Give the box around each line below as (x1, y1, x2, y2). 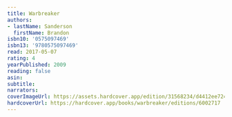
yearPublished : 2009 (7, 61, 67, 68)
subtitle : (7, 81, 36, 87)
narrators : (7, 87, 39, 94)
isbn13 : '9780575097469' (7, 42, 79, 49)
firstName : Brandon (13, 29, 70, 36)
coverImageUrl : (7, 94, 51, 100)
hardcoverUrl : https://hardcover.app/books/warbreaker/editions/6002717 (7, 100, 221, 107)
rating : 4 (7, 55, 36, 62)
